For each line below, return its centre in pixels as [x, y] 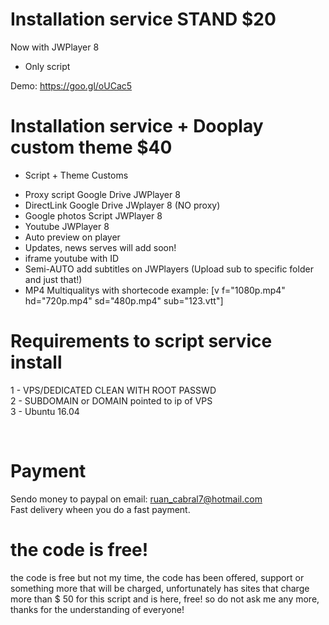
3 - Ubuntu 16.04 [45, 411]
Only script [47, 66]
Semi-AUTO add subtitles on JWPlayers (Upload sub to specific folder [169, 269]
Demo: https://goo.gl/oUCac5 [71, 85]
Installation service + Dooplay [137, 126]
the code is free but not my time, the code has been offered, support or [157, 577]
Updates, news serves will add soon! [100, 247]
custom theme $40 [91, 147]
